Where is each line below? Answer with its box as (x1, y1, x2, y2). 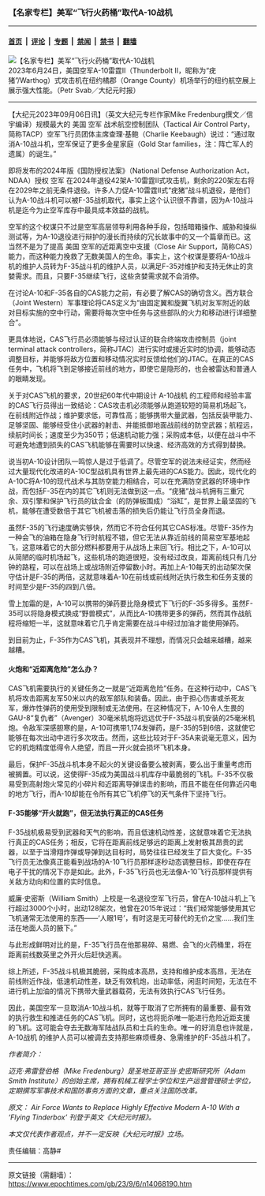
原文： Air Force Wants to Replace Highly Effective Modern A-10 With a (8, 1102, 240, 1112)
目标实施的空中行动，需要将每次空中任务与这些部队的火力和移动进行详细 (14, 308, 250, 317)
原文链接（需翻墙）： (8, 1170, 74, 1179)
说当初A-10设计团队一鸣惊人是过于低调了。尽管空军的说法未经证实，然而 (8, 456, 244, 466)
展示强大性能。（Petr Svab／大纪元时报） (8, 85, 140, 95)
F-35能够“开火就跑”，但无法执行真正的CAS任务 (8, 809, 164, 818)
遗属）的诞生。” (8, 148, 57, 159)
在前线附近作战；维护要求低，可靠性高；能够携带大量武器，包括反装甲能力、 (8, 410, 257, 420)
